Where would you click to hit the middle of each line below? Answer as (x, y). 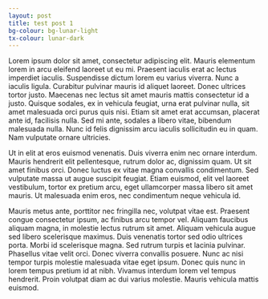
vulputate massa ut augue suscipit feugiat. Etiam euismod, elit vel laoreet (129, 179)
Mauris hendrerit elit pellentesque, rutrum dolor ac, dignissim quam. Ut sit (130, 162)
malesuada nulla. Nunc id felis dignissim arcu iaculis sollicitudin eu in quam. (133, 129)
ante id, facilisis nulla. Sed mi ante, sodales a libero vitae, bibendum (120, 120)
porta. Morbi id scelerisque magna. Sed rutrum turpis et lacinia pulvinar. (127, 245)
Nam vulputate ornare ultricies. (59, 138)
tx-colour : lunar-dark (46, 38)
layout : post (30, 16)
